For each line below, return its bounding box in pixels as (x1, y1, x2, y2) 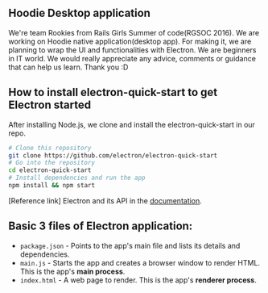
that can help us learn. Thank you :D (8, 62, 129, 72)
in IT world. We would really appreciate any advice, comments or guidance (8, 53, 256, 63)
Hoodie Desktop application (8, 6, 151, 20)
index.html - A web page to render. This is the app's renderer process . (19, 274, 258, 285)
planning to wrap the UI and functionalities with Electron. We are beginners (8, 44, 257, 55)
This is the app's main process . (19, 266, 126, 276)
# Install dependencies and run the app (8, 174, 146, 182)
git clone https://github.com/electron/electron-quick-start (8, 151, 218, 160)
